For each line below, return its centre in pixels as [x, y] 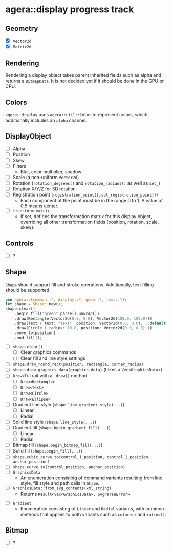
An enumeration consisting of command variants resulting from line [91, 478]
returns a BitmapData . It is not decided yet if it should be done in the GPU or [85, 81]
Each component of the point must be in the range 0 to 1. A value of [92, 201]
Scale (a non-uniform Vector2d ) [46, 177]
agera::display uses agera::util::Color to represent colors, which [77, 114]
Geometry [22, 28]
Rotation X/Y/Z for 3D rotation [44, 189]
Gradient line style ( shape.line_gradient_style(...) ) [69, 404]
